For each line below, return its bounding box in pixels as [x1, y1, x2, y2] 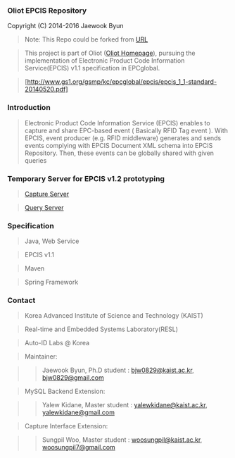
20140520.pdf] [24, 85, 68, 94]
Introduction [7, 103, 51, 113]
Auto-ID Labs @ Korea [24, 339, 90, 347]
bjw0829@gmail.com [42, 373, 104, 382]
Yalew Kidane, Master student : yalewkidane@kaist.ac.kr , [42, 401, 208, 409]
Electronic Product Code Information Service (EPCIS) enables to [24, 118, 210, 127]
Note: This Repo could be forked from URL [24, 35, 148, 44]
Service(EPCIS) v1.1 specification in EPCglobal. [24, 64, 160, 73]
